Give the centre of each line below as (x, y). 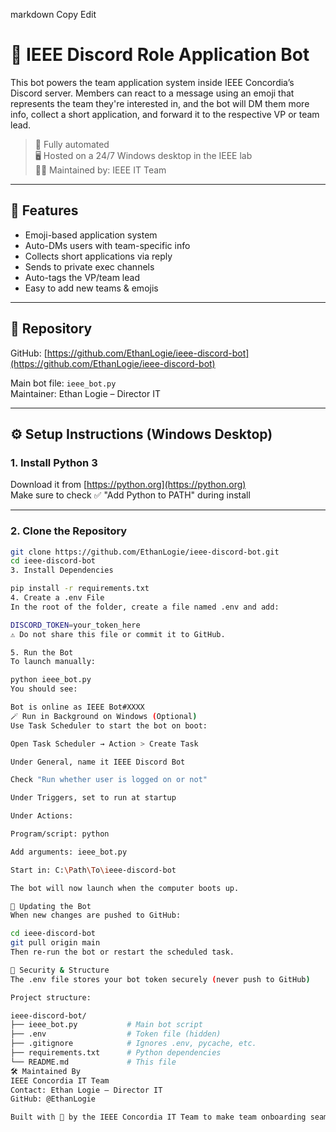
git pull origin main (55, 943)
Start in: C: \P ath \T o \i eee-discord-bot (93, 870)
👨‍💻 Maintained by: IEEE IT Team (100, 170)
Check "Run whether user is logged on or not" (109, 780)
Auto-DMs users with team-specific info (107, 245)
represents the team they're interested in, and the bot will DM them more (160, 103)
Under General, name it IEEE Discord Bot (98, 762)
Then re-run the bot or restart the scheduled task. (122, 952)
